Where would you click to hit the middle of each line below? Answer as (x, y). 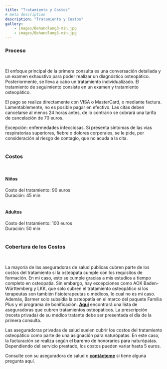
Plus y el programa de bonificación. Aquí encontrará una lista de (71, 304)
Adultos (14, 212)
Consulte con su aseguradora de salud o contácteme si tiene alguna (76, 356)
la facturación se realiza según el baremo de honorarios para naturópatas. (81, 341)
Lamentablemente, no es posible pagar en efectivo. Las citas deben (75, 107)
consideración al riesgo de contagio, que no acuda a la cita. (67, 138)
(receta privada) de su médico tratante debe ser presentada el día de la (79, 315)
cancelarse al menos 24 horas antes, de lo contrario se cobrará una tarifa (81, 112)
